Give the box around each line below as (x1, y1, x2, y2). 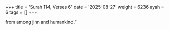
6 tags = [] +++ (5, 9, 38, 15)
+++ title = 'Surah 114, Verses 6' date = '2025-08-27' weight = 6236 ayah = (5, 4, 164, 10)
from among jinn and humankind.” (5, 19, 77, 25)
